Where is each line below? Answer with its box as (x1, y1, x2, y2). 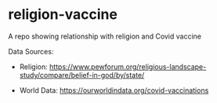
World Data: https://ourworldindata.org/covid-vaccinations (19, 85, 209, 95)
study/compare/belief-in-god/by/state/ (19, 70, 145, 79)
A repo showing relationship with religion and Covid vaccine (8, 31, 202, 41)
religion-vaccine (8, 6, 118, 24)
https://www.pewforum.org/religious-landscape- (49, 61, 207, 72)
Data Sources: (8, 46, 54, 56)
